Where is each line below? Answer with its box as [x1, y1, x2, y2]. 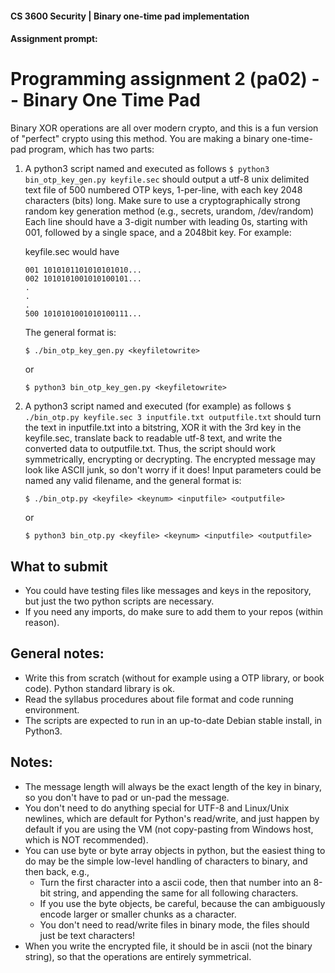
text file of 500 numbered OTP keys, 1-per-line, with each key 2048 [24, 184, 303, 196]
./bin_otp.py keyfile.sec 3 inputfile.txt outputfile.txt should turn [24, 411, 322, 423]
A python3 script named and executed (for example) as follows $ [24, 400, 292, 412]
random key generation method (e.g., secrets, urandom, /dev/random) [24, 205, 315, 217]
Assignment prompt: [10, 33, 98, 45]
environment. [24, 703, 80, 716]
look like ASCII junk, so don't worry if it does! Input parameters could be [24, 464, 322, 476]
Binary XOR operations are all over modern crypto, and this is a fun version [10, 122, 319, 134]
